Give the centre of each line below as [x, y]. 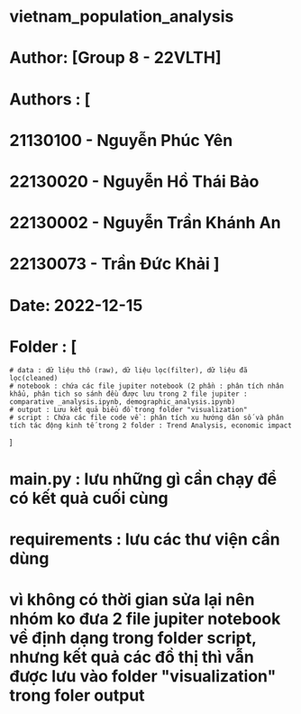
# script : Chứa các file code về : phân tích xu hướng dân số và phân [146, 418]
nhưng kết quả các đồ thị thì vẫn [132, 657]
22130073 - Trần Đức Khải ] [114, 264]
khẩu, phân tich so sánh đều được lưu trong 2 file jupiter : [128, 394]
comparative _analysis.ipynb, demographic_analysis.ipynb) [123, 402]
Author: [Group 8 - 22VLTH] [116, 58]
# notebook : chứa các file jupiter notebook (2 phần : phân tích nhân [146, 386]
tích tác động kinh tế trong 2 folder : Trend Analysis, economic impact [151, 426]
